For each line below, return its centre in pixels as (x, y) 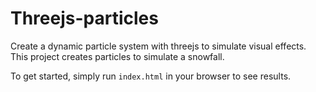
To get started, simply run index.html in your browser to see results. (151, 76)
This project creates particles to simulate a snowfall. (117, 56)
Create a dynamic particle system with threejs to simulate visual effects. (158, 46)
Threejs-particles (84, 18)
